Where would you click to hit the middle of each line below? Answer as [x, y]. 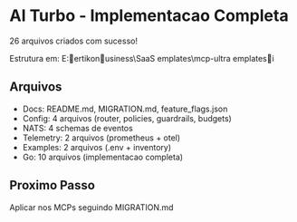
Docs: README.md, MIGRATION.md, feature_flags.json [125, 109]
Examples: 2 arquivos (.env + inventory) [97, 147]
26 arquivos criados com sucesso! [74, 41]
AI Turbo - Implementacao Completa [149, 16]
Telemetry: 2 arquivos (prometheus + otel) [101, 138]
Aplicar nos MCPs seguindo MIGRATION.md [91, 207]
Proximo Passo [52, 185]
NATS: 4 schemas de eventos [77, 128]
